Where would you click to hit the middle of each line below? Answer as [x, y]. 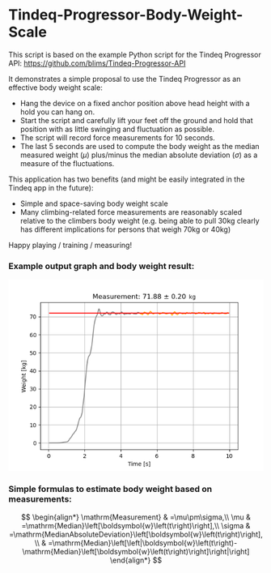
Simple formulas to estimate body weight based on [110, 490]
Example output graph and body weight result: [102, 266]
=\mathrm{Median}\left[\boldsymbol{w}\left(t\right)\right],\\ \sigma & [136, 525]
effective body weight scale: [55, 88]
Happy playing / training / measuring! [70, 245]
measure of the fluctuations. [67, 163]
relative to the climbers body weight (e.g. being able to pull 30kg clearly [140, 220]
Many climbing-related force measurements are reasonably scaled [131, 212]
